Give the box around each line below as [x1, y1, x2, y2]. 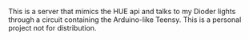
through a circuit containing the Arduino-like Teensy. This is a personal [8, 15, 242, 24]
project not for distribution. [8, 24, 97, 32]
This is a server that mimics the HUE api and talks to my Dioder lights [8, 7, 236, 16]
